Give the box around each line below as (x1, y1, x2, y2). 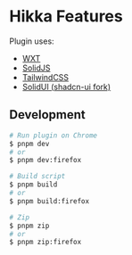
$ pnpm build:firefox (9, 196, 90, 206)
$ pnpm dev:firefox (9, 156, 82, 165)
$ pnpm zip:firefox (9, 238, 82, 247)
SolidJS (21, 62, 51, 73)
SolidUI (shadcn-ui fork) (21, 81, 111, 92)
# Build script (9, 172, 66, 181)
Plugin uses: (9, 36, 55, 46)
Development (9, 107, 87, 122)
